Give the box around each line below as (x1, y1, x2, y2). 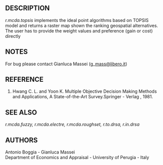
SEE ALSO (5, 108, 37, 117)
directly (5, 33, 21, 39)
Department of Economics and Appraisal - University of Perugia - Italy (5, 155, 150, 161)
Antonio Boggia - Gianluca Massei (5, 149, 75, 155)
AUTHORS (5, 136, 38, 144)
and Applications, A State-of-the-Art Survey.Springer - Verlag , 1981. (12, 94, 154, 100)
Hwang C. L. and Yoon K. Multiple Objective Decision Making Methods (12, 88, 157, 94)
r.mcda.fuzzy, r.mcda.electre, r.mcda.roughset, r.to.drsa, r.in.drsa (5, 122, 140, 128)
